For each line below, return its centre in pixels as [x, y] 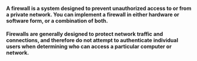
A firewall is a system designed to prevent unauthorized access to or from [99, 8]
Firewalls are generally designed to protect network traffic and [85, 34]
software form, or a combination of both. [57, 21]
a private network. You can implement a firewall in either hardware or [93, 14]
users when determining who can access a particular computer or [89, 46]
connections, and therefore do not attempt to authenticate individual [92, 40]
